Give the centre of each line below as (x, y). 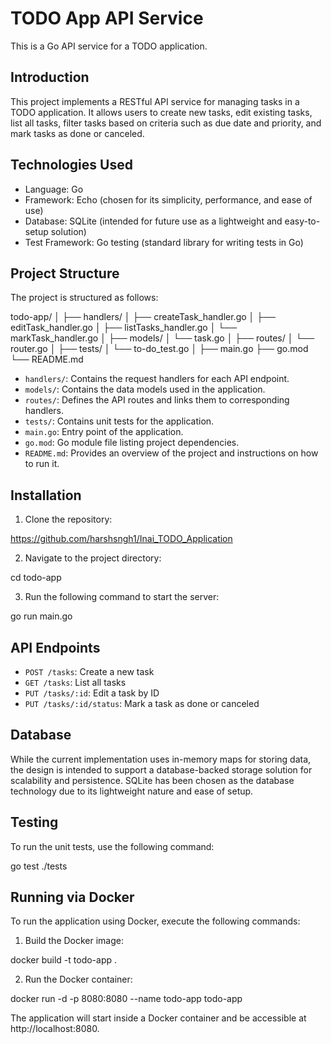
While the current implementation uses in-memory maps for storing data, (161, 759)
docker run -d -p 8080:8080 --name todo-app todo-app (126, 999)
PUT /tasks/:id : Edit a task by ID (92, 693)
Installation (46, 495)
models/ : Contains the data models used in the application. (145, 389)
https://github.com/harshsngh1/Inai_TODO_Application (121, 539)
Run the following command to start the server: (122, 597)
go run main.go (41, 616)
